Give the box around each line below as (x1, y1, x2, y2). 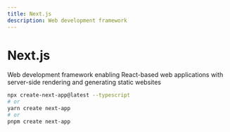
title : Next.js (7, 10, 52, 18)
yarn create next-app (7, 105, 71, 112)
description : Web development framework (7, 17, 128, 24)
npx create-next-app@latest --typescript (7, 92, 131, 99)
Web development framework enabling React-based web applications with (7, 71, 224, 79)
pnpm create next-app (7, 118, 71, 125)
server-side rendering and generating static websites (7, 78, 162, 87)
